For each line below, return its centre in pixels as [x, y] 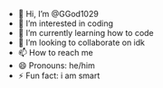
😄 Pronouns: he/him [56, 66]
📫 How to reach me [55, 53]
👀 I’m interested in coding [66, 23]
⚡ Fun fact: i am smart [59, 75]
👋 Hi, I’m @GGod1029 [58, 14]
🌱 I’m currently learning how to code [86, 33]
